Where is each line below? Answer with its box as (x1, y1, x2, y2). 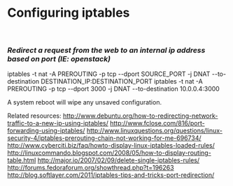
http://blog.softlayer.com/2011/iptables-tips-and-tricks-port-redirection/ (7, 171, 215, 179)
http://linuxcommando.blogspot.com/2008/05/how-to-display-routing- (7, 148, 211, 157)
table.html (7, 156, 36, 164)
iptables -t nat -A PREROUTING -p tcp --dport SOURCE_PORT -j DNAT (7, 70, 211, 78)
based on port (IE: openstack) (7, 54, 111, 63)
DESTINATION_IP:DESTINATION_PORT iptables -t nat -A (41, 77, 203, 86)
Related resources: (7, 111, 62, 120)
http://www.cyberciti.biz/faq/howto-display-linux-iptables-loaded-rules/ (7, 141, 215, 150)
